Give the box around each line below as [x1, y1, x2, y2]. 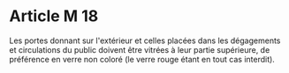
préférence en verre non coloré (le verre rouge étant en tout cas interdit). [9, 54, 276, 64]
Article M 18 [9, 6, 99, 26]
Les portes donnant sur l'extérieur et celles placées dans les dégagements [9, 35, 281, 46]
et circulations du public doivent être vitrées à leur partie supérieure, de [9, 44, 270, 55]
